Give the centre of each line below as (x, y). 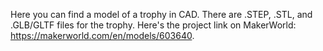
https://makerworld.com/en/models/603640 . (102, 35)
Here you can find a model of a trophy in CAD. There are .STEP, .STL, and (161, 14)
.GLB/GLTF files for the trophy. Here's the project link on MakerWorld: (153, 25)
